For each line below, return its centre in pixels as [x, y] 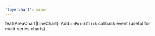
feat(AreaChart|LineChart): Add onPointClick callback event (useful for [77, 23]
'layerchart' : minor [26, 9]
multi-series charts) [25, 28]
